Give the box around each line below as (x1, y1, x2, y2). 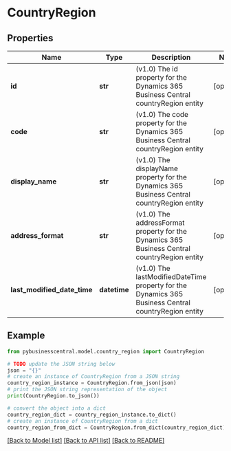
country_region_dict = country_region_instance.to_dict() (7, 411, 177, 418)
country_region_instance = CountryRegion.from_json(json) (7, 379, 177, 386)
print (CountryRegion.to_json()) (7, 393, 100, 399)
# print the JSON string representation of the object (7, 386, 168, 393)
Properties (7, 32, 54, 44)
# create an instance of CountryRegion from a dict (7, 417, 158, 424)
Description (151, 53, 191, 62)
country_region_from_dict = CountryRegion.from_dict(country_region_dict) (7, 424, 226, 431)
